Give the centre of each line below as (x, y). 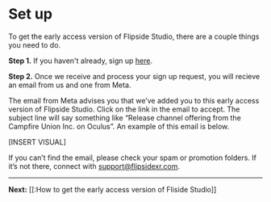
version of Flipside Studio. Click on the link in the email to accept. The (124, 109)
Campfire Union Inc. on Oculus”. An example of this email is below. (119, 126)
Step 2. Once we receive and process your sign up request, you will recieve (134, 76)
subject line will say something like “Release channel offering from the (125, 117)
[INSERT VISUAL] (38, 141)
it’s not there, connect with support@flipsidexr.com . (94, 166)
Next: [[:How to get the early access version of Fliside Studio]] (113, 189)
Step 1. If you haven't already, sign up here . (81, 61)
